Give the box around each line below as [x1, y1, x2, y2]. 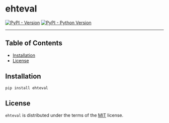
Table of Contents [5, 39, 63, 48]
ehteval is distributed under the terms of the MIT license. [5, 112, 124, 118]
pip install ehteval [5, 85, 49, 90]
